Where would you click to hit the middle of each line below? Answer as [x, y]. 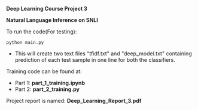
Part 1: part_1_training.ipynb [50, 83]
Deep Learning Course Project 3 [47, 9]
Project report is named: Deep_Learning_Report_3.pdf [74, 101]
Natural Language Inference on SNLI [52, 20]
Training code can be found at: [44, 71]
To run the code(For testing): [42, 32]
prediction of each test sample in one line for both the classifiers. [95, 60]
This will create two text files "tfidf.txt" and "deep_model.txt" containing [103, 54]
